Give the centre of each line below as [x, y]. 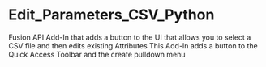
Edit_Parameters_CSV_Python [112, 15]
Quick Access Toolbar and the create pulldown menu [97, 54]
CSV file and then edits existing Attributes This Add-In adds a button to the [133, 45]
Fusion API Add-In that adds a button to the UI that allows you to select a [130, 37]
